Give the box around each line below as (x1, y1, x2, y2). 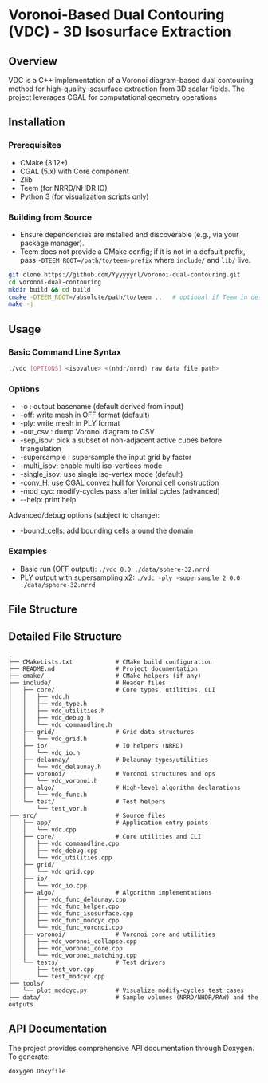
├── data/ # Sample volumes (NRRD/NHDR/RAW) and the (8, 993, 259, 1002)
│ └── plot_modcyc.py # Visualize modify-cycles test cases (8, 986, 245, 994)
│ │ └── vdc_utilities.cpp (8, 853, 112, 862)
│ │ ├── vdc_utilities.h (8, 707, 105, 715)
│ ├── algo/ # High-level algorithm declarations (8, 783, 241, 791)
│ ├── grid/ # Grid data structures (8, 728, 195, 736)
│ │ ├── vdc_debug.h (8, 713, 91, 722)
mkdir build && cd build (8, 285, 91, 293)
